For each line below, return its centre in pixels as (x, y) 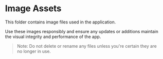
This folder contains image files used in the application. (60, 22)
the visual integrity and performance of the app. (53, 37)
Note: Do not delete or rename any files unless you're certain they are (87, 46)
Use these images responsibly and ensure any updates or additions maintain (82, 31)
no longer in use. (34, 51)
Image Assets (33, 9)
